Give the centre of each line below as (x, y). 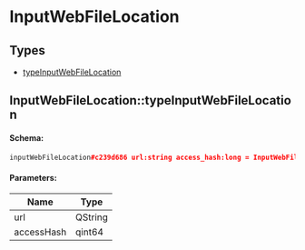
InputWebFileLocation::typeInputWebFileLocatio (151, 100)
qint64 (90, 232)
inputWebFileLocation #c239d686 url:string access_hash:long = (129, 157)
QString (92, 217)
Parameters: (33, 178)
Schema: (27, 137)
